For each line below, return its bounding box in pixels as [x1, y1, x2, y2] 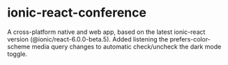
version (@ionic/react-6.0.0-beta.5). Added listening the [7, 35, 169, 43]
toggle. [7, 50, 28, 58]
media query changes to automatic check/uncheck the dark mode [31, 42, 222, 50]
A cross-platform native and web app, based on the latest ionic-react [7, 28, 206, 36]
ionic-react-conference [7, 5, 146, 21]
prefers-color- [169, 35, 211, 43]
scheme [7, 42, 31, 50]
